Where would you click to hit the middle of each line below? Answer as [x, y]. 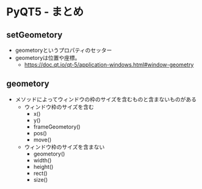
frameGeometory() [57, 127]
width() [42, 160]
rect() [40, 173]
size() [41, 179]
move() [42, 140]
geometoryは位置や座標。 [48, 58]
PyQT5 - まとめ [45, 12]
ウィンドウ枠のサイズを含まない [64, 147]
